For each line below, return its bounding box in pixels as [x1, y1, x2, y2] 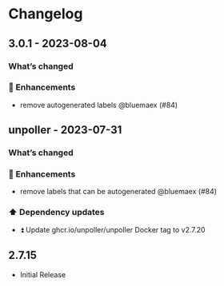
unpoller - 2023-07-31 [8, 123, 122, 137]
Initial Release [19, 269, 66, 280]
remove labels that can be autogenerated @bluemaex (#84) [19, 187, 218, 197]
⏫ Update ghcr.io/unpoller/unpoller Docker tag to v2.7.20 [19, 224, 206, 234]
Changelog [8, 5, 83, 23]
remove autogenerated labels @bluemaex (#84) [19, 100, 178, 109]
